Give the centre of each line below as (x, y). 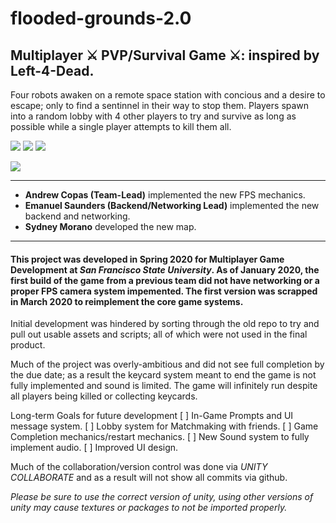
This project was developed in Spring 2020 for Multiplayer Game (147, 259)
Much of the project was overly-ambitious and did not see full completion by (167, 364)
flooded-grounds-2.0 (101, 18)
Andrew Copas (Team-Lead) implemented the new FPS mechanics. (165, 195)
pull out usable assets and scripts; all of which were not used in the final (159, 334)
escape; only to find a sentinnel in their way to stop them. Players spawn (160, 105)
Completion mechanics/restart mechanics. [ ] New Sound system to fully (160, 437)
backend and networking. (77, 216)
